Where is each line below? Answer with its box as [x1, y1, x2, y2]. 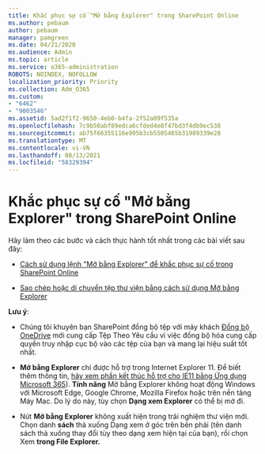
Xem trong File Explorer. [19, 437, 100, 447]
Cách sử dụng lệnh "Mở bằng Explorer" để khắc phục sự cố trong [19, 259, 233, 269]
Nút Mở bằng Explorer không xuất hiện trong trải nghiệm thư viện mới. [19, 412, 249, 422]
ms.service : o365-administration [8, 63, 119, 71]
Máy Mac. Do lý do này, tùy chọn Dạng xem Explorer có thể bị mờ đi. [19, 396, 245, 406]
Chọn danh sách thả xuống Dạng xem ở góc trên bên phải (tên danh [19, 420, 242, 429]
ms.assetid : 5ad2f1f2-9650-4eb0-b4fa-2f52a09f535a [8, 115, 179, 123]
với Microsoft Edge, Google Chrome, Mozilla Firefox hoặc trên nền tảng [19, 388, 252, 398]
